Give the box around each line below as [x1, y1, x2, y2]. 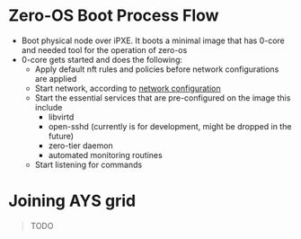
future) [48, 130, 74, 141]
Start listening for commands [34, 159, 143, 170]
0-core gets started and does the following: [21, 54, 183, 65]
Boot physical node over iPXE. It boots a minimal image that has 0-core [21, 35, 285, 46]
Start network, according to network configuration [34, 83, 221, 93]
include [34, 102, 63, 112]
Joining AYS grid [8, 190, 137, 211]
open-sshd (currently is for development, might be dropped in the [48, 120, 292, 131]
